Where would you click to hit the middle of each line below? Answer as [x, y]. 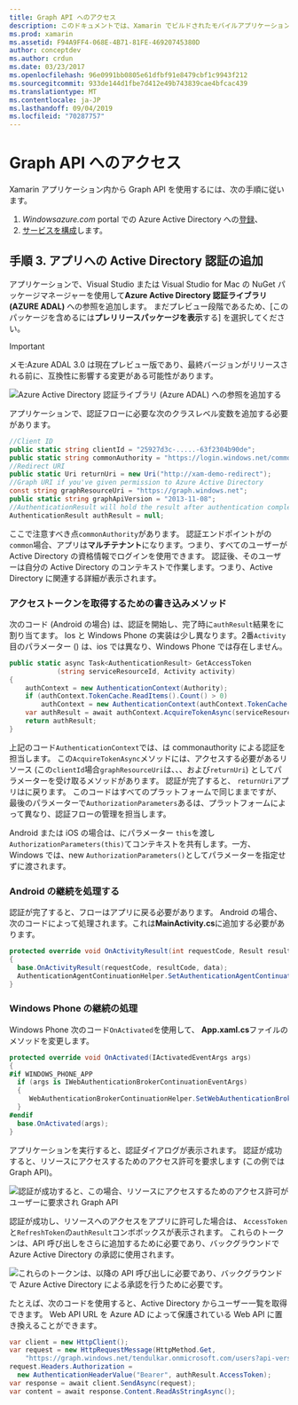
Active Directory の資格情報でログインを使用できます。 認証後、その [134, 556]
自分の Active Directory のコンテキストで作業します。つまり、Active [149, 567]
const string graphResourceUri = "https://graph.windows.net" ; [129, 491]
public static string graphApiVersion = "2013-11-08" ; [113, 499]
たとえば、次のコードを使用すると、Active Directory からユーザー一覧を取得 [149, 1303]
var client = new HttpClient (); [69, 1342]
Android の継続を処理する [64, 891]
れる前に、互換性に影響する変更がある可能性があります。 [114, 375]
